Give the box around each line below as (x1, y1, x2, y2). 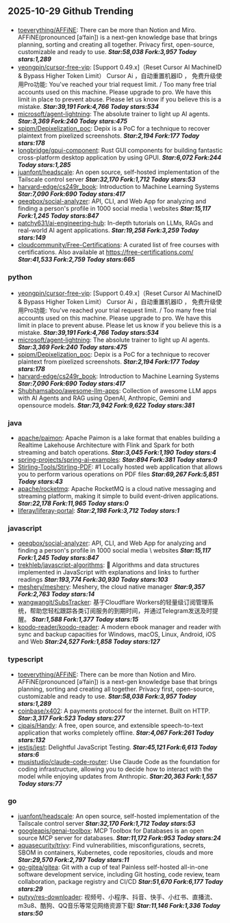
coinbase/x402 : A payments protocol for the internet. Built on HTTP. (17, 707, 211, 715)
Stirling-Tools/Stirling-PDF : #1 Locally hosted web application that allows (17, 462, 223, 471)
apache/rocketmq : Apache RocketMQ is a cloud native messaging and (17, 484, 216, 492)
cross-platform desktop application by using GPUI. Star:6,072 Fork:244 (17, 153, 222, 162)
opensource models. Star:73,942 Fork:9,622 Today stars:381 (17, 401, 194, 409)
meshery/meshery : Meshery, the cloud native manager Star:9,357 (17, 583, 205, 591)
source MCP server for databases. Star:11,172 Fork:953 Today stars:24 (17, 833, 222, 842)
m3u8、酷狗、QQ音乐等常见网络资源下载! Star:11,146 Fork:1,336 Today (17, 901, 221, 909)
